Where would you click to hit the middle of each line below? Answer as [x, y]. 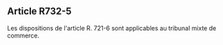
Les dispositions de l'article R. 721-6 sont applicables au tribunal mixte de [112, 28]
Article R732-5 [39, 11]
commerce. [23, 35]
